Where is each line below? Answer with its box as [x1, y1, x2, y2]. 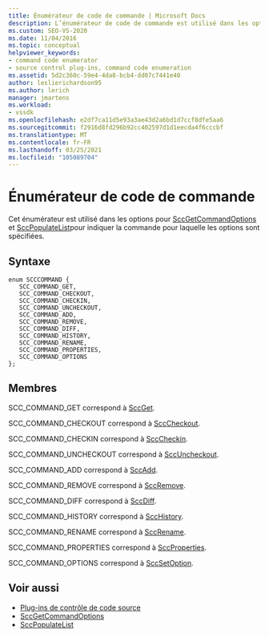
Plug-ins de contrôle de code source [19, 603, 142, 612]
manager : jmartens [8, 94, 70, 102]
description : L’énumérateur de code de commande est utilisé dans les [8, 19, 249, 27]
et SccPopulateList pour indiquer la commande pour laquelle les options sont [8, 223, 260, 232]
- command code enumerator [8, 57, 98, 65]
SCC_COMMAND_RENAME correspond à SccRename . [8, 526, 187, 537]
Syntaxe [8, 254, 50, 268]
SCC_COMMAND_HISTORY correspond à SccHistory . [8, 511, 184, 521]
